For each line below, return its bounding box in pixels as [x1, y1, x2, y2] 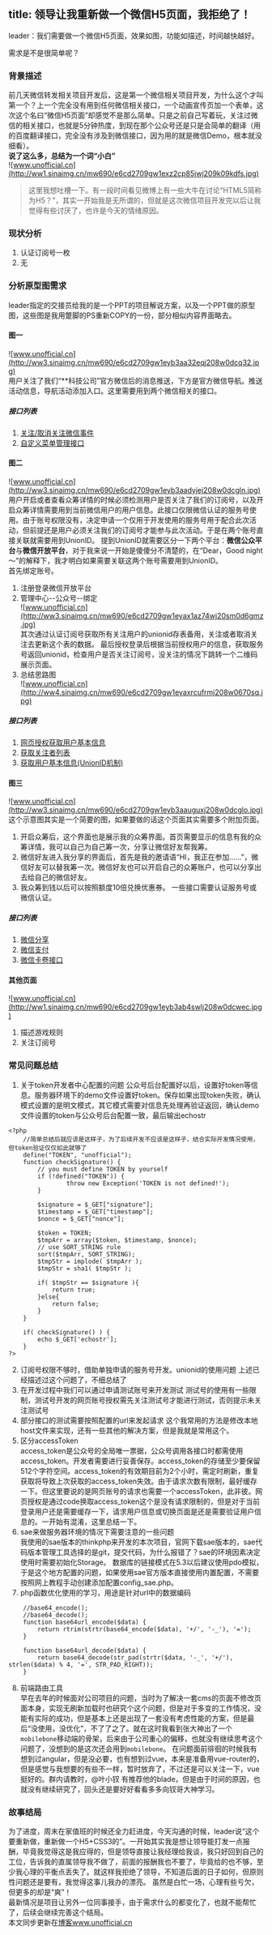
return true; [51, 1286, 96, 1294]
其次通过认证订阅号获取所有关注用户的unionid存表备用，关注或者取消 [19, 629, 251, 639]
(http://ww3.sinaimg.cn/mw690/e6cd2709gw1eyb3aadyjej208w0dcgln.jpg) [8, 486, 261, 495]
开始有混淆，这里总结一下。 [48, 1517, 142, 1526]
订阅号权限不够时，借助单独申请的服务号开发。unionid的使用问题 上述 [19, 1364, 253, 1374]
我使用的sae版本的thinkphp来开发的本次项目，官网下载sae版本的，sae [19, 1537, 256, 1547]
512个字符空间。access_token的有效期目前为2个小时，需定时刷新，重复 [19, 1466, 259, 1475]
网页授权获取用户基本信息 [19, 738, 106, 747]
